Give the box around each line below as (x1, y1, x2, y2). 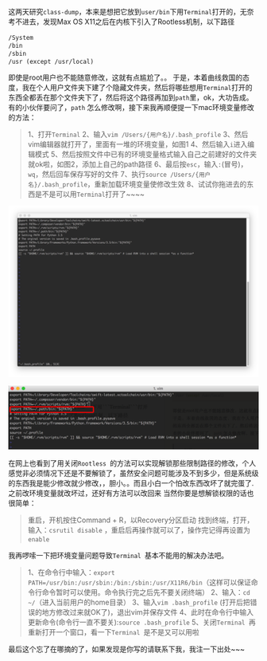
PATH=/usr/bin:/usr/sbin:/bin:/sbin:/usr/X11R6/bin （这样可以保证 (27, 577, 252, 587)
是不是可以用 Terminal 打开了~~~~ (34, 190, 145, 199)
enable (27, 536, 50, 544)
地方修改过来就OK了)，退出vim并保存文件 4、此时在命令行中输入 (41, 608, 254, 616)
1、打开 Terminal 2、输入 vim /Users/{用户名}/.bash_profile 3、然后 (27, 130, 249, 139)
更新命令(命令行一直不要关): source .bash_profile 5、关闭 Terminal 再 (27, 617, 256, 627)
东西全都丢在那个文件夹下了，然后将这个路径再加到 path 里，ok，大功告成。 (8, 92, 253, 102)
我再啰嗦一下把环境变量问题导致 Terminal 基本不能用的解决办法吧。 (8, 551, 229, 560)
